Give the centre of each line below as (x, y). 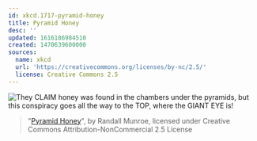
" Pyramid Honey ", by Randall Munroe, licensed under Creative (129, 120)
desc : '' (23, 30)
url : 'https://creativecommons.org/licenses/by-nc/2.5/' (111, 67)
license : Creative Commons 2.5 (67, 74)
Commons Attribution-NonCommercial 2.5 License (110, 129)
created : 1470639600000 (47, 45)
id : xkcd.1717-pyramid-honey (56, 15)
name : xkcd (33, 60)
